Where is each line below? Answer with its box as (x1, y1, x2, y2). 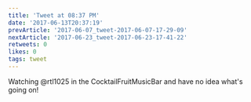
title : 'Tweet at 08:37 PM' (8, 11, 100, 20)
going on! (8, 85, 39, 94)
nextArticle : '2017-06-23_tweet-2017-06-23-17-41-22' (8, 33, 188, 42)
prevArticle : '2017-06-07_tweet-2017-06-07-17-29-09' (8, 26, 188, 34)
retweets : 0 (8, 41, 47, 49)
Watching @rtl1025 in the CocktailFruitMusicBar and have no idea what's (8, 76, 243, 86)
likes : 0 (8, 48, 37, 56)
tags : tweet (8, 56, 47, 64)
